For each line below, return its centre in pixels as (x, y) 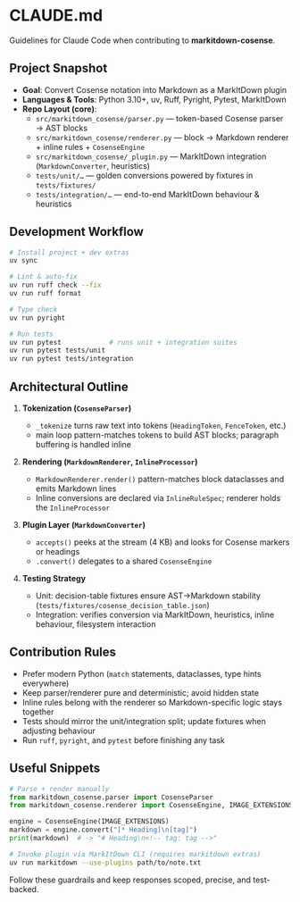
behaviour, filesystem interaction (96, 624)
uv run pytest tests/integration (71, 359)
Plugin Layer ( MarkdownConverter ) (83, 525)
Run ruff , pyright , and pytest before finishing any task (124, 740)
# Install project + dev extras (69, 252)
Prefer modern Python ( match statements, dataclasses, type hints (142, 673)
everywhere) (46, 683)
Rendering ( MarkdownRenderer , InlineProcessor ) (110, 462)
